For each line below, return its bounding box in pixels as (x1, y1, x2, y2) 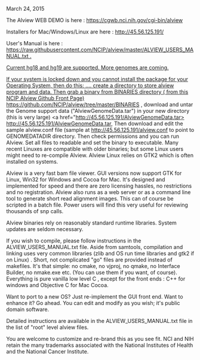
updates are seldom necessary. (6, 226, 84, 232)
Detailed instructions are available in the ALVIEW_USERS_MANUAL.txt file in (6, 318, 193, 324)
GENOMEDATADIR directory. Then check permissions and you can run (6, 133, 179, 140)
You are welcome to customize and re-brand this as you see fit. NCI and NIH (6, 336, 194, 342)
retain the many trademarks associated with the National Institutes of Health (6, 341, 193, 349)
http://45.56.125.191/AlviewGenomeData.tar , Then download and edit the (6, 120, 183, 127)
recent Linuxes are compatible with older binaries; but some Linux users (6, 146, 184, 152)
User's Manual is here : (6, 40, 63, 47)
